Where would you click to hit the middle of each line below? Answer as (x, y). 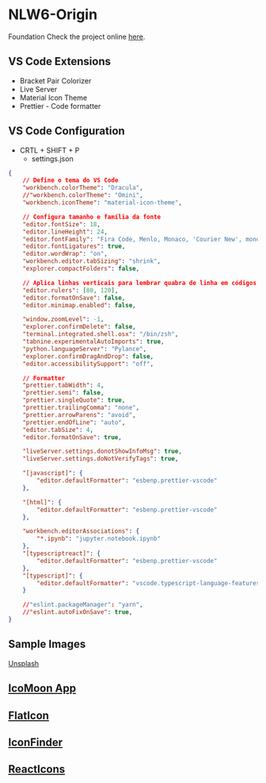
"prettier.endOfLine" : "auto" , (74, 422)
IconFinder (36, 742)
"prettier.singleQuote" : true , (74, 400)
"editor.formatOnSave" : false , (74, 298)
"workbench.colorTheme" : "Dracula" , (83, 188)
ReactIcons (37, 769)
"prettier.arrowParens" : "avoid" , (79, 415)
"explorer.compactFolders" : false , (81, 269)
